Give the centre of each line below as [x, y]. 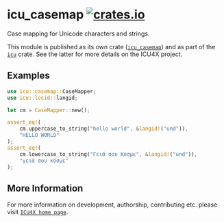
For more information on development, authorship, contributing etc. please [112, 205]
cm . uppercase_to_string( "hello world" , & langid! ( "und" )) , [104, 129]
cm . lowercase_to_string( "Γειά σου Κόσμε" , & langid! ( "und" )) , [108, 154]
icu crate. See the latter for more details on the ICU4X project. [95, 54]
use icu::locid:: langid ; [42, 98]
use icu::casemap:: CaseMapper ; [52, 91]
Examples [28, 76]
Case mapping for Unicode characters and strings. [78, 34]
